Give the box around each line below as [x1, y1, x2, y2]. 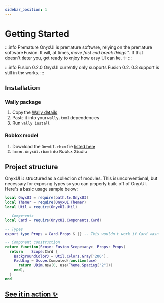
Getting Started [5, 28, 70, 39]
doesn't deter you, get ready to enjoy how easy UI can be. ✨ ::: [5, 55, 132, 61]
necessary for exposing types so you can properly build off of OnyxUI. [5, 181, 147, 187]
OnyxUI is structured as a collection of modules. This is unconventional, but [5, 175, 158, 181]
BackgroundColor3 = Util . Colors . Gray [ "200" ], [14, 254, 109, 259]
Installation [5, 84, 40, 92]
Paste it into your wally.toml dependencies [12, 115, 99, 121]
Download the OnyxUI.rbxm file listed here [12, 143, 95, 149]
